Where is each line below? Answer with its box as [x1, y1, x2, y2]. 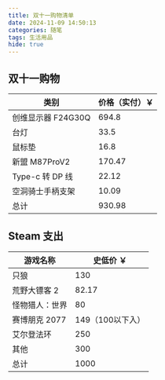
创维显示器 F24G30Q [12, 111, 91, 122]
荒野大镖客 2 [12, 284, 59, 295]
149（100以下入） [75, 314, 145, 325]
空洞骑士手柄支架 [12, 185, 76, 196]
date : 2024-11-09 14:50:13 [8, 19, 97, 27]
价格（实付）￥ [97, 97, 154, 108]
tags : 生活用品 [8, 33, 53, 42]
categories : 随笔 [8, 26, 63, 34]
